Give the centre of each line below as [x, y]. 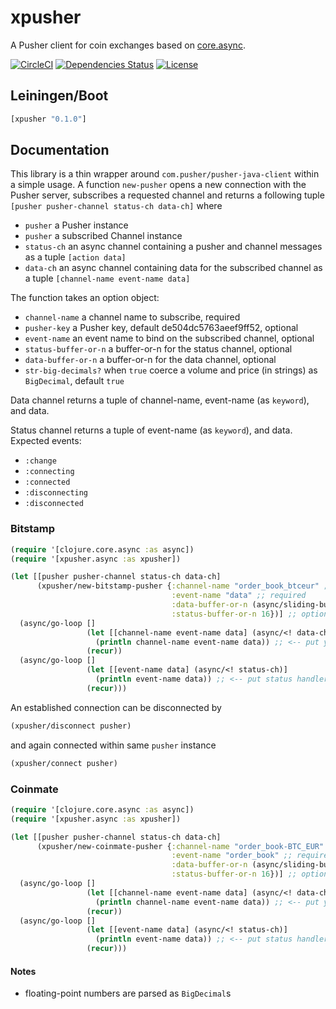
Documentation [60, 150]
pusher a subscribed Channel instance [103, 236]
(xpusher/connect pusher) [64, 763]
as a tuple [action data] [75, 257]
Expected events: [46, 441]
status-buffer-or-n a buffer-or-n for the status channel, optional [158, 349]
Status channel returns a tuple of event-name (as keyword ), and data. [151, 430]
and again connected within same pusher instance [113, 745]
